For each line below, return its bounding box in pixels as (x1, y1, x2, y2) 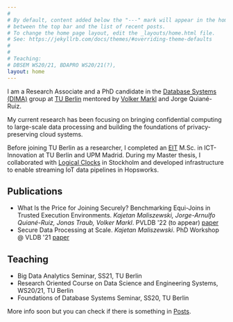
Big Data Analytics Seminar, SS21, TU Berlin (17, 271, 142, 280)
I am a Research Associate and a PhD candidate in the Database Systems (7, 87, 217, 96)
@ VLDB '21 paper (17, 233, 69, 242)
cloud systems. (39, 129, 83, 138)
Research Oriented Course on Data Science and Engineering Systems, (17, 279, 218, 287)
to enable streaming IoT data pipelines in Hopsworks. (7, 166, 159, 174)
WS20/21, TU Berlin (17, 287, 74, 295)
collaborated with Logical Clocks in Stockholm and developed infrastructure (7, 158, 224, 166)
